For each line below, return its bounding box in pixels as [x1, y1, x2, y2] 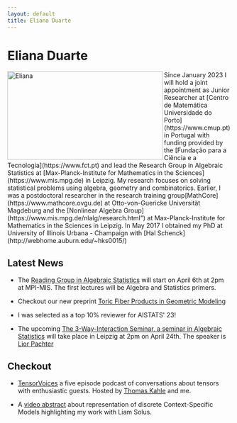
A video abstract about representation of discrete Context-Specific [17, 400, 214, 409]
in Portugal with [164, 131, 210, 140]
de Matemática [164, 101, 208, 110]
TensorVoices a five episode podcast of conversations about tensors [17, 379, 219, 388]
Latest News [7, 256, 64, 269]
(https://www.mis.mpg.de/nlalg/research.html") [7, 214, 146, 222]
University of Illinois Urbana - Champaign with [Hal [7, 229, 156, 237]
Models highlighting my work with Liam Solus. [17, 408, 153, 417]
